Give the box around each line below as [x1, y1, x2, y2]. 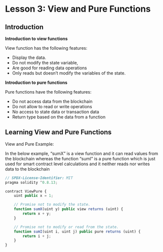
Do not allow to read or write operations [12, 104, 92, 109]
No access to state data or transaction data [12, 109, 99, 115]
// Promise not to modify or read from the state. [14, 224, 119, 230]
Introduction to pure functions [5, 79, 67, 85]
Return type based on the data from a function [12, 114, 106, 120]
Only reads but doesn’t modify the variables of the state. [12, 70, 126, 76]
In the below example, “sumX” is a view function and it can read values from [5, 150, 159, 156]
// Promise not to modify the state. [14, 202, 91, 207]
